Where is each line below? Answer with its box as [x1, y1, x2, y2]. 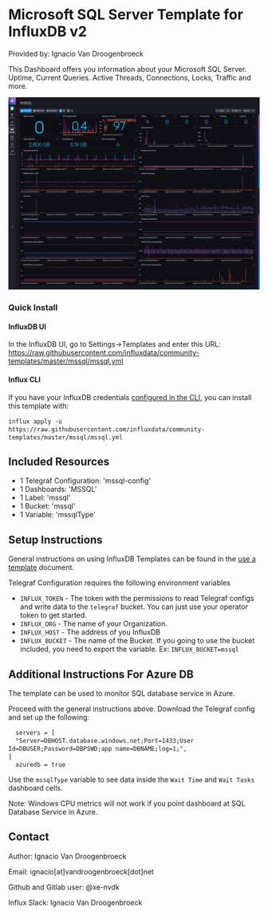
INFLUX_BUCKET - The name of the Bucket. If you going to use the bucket [19, 636, 255, 646]
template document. [8, 563, 74, 572]
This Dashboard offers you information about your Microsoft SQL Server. [8, 64, 247, 73]
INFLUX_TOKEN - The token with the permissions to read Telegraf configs [19, 594, 254, 603]
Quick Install [8, 302, 58, 313]
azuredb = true [15, 761, 66, 769]
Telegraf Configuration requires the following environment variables [8, 578, 231, 587]
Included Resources [8, 455, 110, 469]
